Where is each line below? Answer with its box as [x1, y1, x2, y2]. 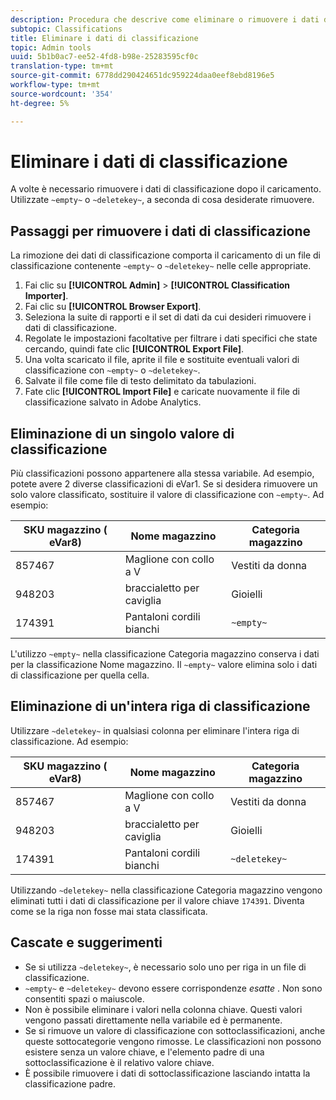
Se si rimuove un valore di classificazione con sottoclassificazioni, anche [24, 1024, 326, 1036]
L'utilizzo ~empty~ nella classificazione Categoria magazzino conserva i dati [10, 648, 320, 660]
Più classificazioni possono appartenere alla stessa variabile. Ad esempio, [10, 467, 315, 480]
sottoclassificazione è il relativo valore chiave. [24, 1056, 215, 1068]
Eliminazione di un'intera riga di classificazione [10, 698, 311, 715]
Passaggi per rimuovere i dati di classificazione [10, 222, 311, 240]
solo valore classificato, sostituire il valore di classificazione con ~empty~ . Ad [10, 489, 325, 501]
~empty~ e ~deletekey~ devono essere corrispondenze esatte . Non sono [24, 982, 323, 994]
